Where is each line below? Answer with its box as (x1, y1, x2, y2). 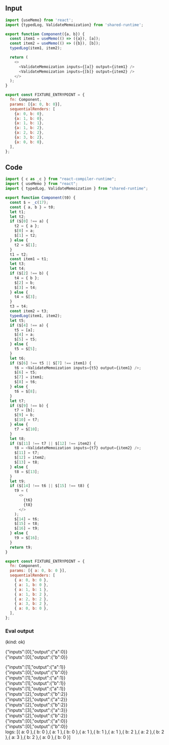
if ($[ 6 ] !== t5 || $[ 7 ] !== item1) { (10, 360, 92, 365)
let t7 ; (10, 398, 26, 403)
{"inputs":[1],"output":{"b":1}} (5, 680, 66, 687)
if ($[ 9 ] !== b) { (10, 403, 49, 408)
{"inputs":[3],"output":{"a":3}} (5, 707, 68, 713)
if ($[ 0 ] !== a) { (10, 219, 49, 224)
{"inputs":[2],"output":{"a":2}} (5, 696, 67, 703)
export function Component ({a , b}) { (5, 32, 85, 37)
